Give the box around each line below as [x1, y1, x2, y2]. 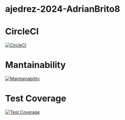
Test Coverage [5, 93, 67, 104]
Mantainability [5, 60, 66, 71]
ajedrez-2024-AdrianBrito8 [5, 3, 121, 15]
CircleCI [5, 26, 39, 37]
